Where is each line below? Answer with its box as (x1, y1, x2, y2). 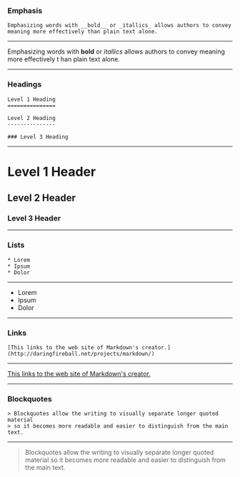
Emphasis (7, 6, 43, 16)
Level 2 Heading (7, 114, 56, 121)
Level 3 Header (7, 214, 61, 224)
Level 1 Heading (7, 96, 56, 103)
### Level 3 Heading (7, 133, 69, 141)
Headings (7, 79, 42, 89)
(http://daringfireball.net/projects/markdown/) (7, 351, 155, 358)
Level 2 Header (7, 192, 76, 204)
